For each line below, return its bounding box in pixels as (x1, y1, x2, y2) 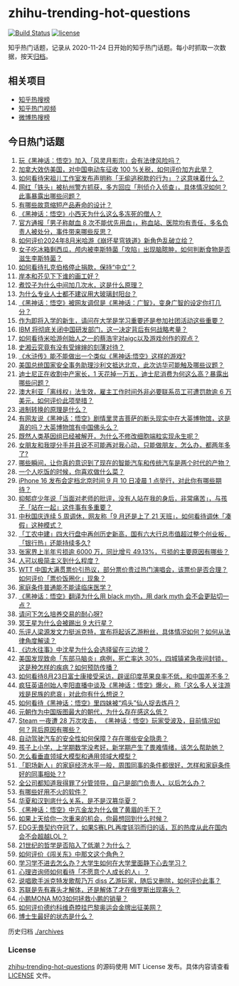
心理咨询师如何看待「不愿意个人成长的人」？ (18, 867, 150, 876)
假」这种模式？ (18, 521, 63, 529)
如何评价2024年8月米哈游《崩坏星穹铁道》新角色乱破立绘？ (18, 236, 194, 245)
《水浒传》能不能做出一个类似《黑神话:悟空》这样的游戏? (18, 351, 186, 360)
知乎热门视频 (18, 104, 56, 112)
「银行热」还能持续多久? (18, 539, 91, 547)
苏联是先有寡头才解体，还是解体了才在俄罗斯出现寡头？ (18, 885, 181, 894)
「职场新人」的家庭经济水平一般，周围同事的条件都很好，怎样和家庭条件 (18, 760, 230, 769)
